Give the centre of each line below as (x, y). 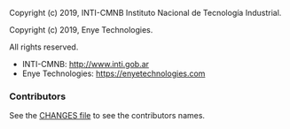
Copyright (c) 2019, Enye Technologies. (81, 30)
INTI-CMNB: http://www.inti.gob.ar (85, 64)
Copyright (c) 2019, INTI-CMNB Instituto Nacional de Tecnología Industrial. (145, 13)
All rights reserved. (44, 47)
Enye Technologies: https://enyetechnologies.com (114, 73)
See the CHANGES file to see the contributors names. (107, 116)
